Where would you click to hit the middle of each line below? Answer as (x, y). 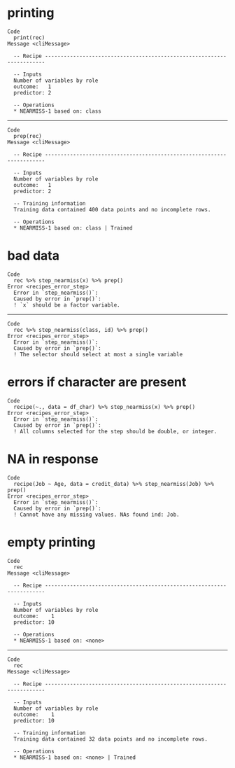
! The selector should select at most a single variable (98, 354)
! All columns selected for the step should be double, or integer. (115, 431)
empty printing (51, 542)
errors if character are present (97, 382)
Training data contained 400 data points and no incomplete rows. (112, 209)
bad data (34, 256)
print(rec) (29, 37)
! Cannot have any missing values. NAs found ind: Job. (97, 515)
